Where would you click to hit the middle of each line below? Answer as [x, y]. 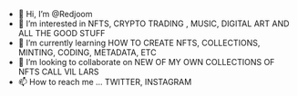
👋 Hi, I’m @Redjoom [55, 14]
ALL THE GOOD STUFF [62, 33]
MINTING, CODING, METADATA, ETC [87, 53]
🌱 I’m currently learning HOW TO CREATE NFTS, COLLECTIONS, [139, 43]
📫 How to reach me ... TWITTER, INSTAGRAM [105, 82]
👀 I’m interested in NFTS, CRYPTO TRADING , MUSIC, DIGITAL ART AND [154, 24]
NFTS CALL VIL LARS [58, 72]
